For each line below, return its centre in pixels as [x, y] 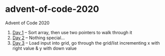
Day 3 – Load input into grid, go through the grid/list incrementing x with [86, 43]
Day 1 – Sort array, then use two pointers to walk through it [72, 32]
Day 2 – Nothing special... [39, 38]
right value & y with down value [44, 48]
